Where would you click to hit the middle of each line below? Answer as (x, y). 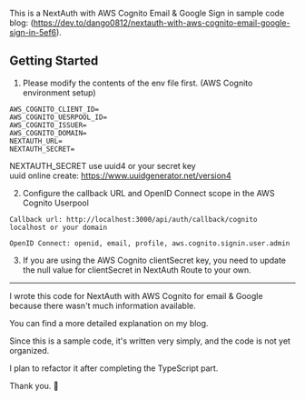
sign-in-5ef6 (33, 32)
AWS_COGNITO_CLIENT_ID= (54, 109)
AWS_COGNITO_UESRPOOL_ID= (58, 117)
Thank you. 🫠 (34, 385)
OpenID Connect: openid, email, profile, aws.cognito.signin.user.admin (150, 243)
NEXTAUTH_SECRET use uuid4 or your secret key (103, 165)
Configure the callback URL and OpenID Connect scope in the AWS (148, 193)
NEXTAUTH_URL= (36, 141)
